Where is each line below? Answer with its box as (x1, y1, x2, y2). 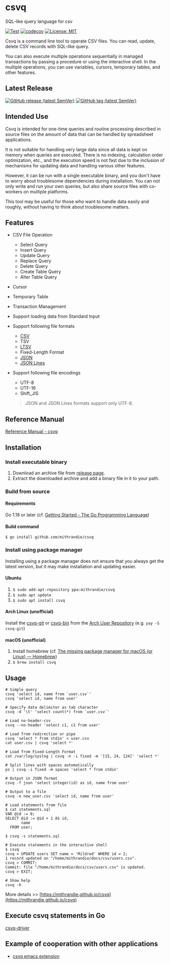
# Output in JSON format (5, 776, 58, 781)
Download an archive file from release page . (12, 470, 105, 476)
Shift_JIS (20, 390, 39, 397)
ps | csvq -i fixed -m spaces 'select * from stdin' (5, 767, 119, 772)
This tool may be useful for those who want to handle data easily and (5, 198, 149, 204)
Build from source (5, 488, 50, 495)
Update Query (20, 253, 50, 259)
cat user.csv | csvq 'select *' (5, 740, 73, 745)
